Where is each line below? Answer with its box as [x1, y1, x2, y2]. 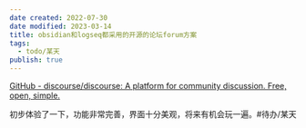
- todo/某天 [17, 47, 61, 56]
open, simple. [9, 90, 61, 101]
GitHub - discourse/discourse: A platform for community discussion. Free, [9, 81, 287, 91]
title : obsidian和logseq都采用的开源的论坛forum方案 [9, 30, 198, 39]
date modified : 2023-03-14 [9, 22, 112, 31]
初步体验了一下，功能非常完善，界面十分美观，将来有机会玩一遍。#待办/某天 [9, 109, 297, 119]
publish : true [9, 55, 64, 64]
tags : [9, 38, 30, 48]
